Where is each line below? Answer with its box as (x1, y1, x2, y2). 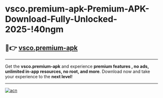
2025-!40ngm (5, 24, 64, 35)
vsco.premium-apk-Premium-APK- (5, 3, 149, 14)
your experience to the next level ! (5, 74, 73, 79)
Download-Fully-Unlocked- (5, 14, 117, 25)
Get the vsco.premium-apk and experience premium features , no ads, (5, 64, 149, 69)
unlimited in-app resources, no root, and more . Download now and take (5, 69, 150, 74)
